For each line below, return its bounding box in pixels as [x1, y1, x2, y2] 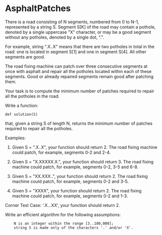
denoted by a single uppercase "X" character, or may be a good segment [5, 29, 151, 35]
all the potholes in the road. [5, 93, 60, 99]
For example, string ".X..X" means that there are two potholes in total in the [5, 44, 155, 49]
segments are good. [5, 54, 45, 59]
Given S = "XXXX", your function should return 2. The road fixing [12, 188, 142, 193]
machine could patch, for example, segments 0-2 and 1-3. [12, 193, 128, 199]
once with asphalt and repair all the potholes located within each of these [5, 68, 152, 74]
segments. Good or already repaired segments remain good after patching [5, 73, 154, 79]
